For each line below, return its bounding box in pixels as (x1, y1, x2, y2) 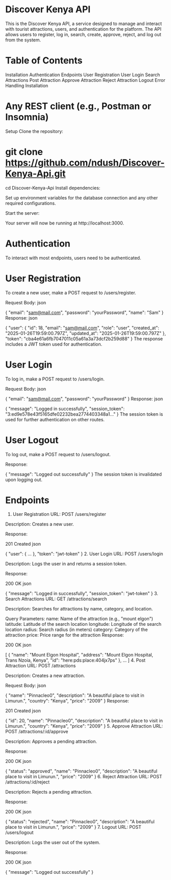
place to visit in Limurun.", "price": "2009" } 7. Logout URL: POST (5, 824, 142, 830)
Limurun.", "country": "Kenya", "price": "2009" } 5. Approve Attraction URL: (5, 723, 163, 729)
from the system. (5, 37, 41, 43)
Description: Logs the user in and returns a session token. (5, 561, 127, 567)
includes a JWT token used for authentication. (5, 341, 103, 347)
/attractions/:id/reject (5, 779, 50, 785)
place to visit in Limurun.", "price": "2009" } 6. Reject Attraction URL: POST (5, 774, 162, 780)
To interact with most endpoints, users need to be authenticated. (5, 255, 141, 261)
